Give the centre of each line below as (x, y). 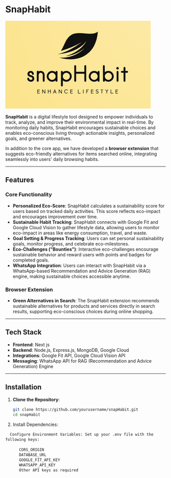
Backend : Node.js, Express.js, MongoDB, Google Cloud (71, 350)
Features (20, 180)
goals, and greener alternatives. (39, 138)
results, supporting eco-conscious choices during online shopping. (83, 311)
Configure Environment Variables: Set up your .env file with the (82, 435)
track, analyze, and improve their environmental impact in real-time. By (80, 122)
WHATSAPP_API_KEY (37, 465)
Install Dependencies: (35, 424)
